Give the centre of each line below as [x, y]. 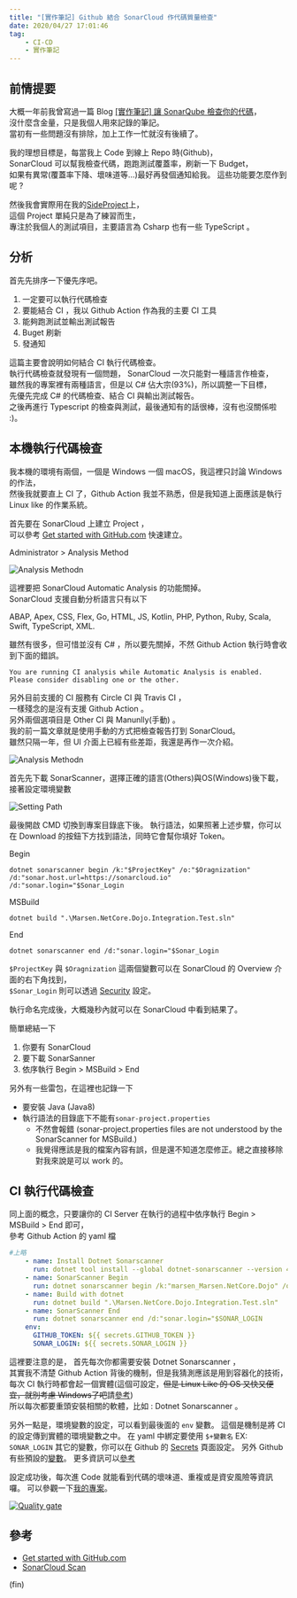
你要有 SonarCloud [56, 1047]
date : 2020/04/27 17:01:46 [59, 26]
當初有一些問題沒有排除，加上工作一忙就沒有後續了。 [106, 133]
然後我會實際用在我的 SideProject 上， [76, 204]
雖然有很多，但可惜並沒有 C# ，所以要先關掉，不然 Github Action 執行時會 [145, 644]
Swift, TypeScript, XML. [52, 626]
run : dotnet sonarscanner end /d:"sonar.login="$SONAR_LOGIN [148, 1319]
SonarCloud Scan [54, 1567]
